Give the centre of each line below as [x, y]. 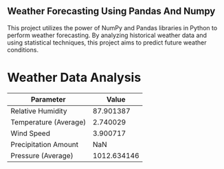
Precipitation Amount [45, 144]
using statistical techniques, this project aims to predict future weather [107, 42]
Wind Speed [30, 133]
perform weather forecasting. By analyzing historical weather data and [107, 35]
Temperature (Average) [48, 122]
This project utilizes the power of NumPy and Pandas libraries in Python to [112, 27]
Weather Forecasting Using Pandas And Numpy [111, 11]
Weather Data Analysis [74, 78]
